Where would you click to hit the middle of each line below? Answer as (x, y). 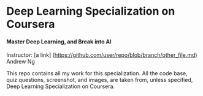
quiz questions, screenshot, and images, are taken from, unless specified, (100, 80)
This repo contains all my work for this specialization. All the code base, (97, 73)
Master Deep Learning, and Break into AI (59, 42)
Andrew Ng (21, 62)
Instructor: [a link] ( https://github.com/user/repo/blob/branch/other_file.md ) (102, 55)
